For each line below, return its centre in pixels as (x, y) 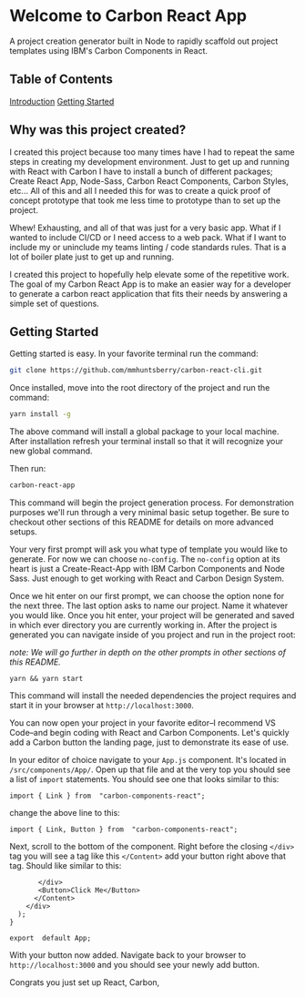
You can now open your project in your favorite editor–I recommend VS (142, 723)
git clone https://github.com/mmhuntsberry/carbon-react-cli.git (136, 371)
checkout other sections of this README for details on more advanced (142, 522)
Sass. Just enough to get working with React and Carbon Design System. (147, 578)
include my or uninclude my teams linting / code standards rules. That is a (148, 247)
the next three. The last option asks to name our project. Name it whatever (149, 605)
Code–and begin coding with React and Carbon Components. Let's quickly (149, 732)
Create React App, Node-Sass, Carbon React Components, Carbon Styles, (149, 181)
